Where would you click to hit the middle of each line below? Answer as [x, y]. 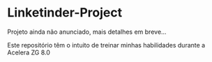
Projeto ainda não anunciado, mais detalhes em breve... [87, 32]
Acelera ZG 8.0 [29, 52]
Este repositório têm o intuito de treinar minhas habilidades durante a [106, 45]
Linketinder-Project [65, 13]
